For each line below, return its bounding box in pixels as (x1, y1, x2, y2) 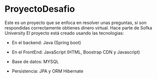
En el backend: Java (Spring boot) (11, 39, 81, 45)
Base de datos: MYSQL (11, 58, 59, 64)
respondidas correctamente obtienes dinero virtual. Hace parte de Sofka (4, 25, 153, 30)
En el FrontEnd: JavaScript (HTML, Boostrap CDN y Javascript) (11, 49, 140, 55)
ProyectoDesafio (4, 3, 75, 15)
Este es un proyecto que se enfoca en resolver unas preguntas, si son (4, 20, 147, 26)
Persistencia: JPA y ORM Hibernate (11, 68, 83, 74)
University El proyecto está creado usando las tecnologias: (4, 30, 124, 36)
